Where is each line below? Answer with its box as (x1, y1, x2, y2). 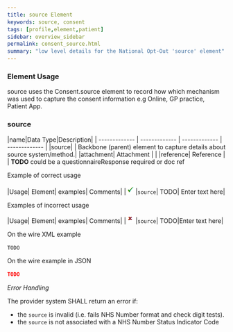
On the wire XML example (7, 230, 81, 238)
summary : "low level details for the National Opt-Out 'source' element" (7, 48, 225, 55)
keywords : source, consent (7, 18, 85, 26)
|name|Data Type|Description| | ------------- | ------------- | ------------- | (7, 135, 223, 144)
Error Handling (7, 283, 50, 292)
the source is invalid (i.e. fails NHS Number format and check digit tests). (17, 310, 225, 319)
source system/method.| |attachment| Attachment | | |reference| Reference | (7, 150, 225, 158)
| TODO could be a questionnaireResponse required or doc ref (7, 157, 185, 166)
